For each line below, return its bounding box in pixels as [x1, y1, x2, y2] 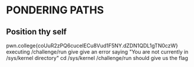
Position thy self [6, 27, 67, 37]
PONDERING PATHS [6, 3, 104, 17]
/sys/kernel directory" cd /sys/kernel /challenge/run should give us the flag [6, 55, 188, 61]
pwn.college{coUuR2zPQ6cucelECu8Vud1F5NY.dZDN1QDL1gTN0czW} [6, 42, 178, 49]
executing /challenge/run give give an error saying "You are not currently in [6, 48, 189, 55]
